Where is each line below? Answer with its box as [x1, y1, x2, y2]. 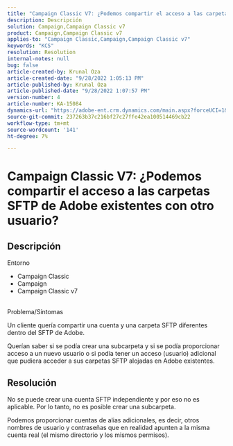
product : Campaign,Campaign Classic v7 [7, 29, 123, 37]
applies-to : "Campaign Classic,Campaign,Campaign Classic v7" [7, 36, 191, 43]
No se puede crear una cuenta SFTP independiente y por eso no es [7, 395, 200, 404]
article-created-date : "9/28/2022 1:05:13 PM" [7, 74, 144, 82]
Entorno [7, 259, 30, 267]
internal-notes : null [7, 55, 70, 62]
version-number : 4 [7, 94, 60, 101]
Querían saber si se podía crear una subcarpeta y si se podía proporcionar [7, 342, 220, 350]
